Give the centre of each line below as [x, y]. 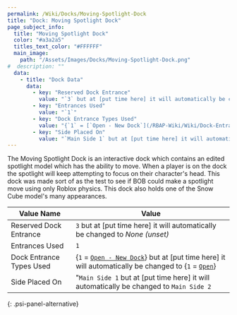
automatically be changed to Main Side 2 [143, 287]
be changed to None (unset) [122, 234]
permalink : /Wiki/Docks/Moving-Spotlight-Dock [77, 14]
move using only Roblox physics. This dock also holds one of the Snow [110, 189]
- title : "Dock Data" [51, 79]
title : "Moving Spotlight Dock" [61, 34]
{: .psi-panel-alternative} [43, 304]
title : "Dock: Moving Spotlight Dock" [64, 20]
